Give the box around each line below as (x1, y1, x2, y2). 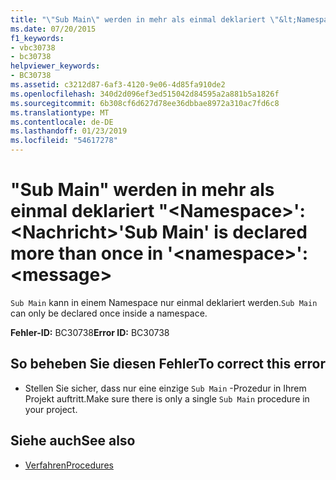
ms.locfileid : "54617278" (10, 136, 118, 146)
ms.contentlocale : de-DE (10, 117, 114, 127)
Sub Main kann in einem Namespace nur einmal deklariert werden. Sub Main (10, 296, 318, 308)
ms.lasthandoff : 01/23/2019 (10, 126, 128, 136)
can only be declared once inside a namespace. (10, 307, 208, 319)
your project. (24, 403, 78, 415)
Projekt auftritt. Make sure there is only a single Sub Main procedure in (24, 392, 310, 405)
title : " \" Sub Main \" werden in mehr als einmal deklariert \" (10, 14, 280, 25)
